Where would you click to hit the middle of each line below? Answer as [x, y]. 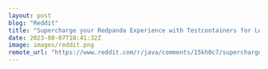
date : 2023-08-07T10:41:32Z [55, 38]
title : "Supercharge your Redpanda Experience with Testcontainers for [130, 30]
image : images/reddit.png [51, 45]
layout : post [30, 15]
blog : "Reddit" [33, 23]
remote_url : [28, 52]
